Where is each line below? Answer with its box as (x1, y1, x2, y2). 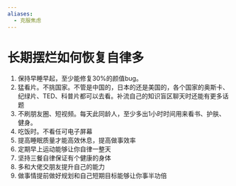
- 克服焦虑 (13, 17, 42, 24)
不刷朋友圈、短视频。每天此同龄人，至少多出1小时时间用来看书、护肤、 (17, 110, 225, 118)
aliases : (7, 10, 33, 18)
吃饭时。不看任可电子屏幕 (17, 127, 93, 136)
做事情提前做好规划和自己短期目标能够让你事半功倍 (17, 171, 167, 180)
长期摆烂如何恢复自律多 (7, 50, 145, 66)
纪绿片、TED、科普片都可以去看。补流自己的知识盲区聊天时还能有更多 (17, 92, 223, 100)
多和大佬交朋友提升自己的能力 (17, 163, 105, 171)
